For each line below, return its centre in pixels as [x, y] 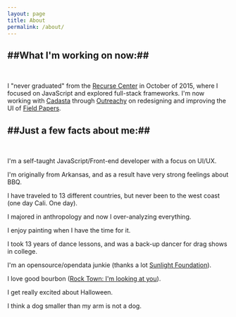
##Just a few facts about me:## [79, 130]
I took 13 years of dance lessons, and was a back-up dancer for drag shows [117, 244]
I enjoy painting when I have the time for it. [69, 230]
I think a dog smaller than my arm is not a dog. [75, 306]
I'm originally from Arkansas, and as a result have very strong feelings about [118, 174]
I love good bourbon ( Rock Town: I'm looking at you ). [84, 279]
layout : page [26, 14]
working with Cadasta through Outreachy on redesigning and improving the [117, 101]
